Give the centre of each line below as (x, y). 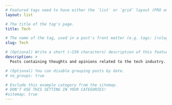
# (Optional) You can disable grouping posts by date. (65, 71)
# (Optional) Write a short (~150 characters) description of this (79, 52)
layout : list (19, 15)
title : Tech (18, 29)
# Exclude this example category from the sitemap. (61, 85)
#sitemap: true (21, 94)
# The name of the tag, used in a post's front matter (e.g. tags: (79, 38)
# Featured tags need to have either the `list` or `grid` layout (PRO (83, 10)
